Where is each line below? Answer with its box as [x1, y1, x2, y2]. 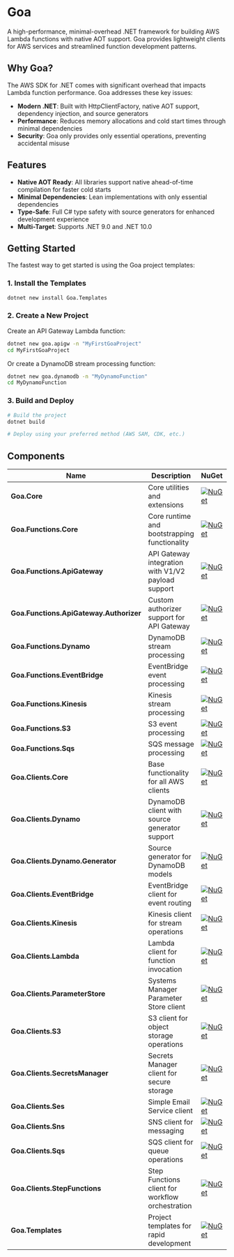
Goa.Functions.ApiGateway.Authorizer [10, 608, 141, 618]
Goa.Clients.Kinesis [10, 918, 78, 928]
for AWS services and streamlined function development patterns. [7, 42, 197, 50]
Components [7, 450, 65, 462]
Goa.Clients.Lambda [10, 951, 79, 961]
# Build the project [7, 411, 68, 419]
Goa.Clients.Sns [10, 1122, 65, 1131]
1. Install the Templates [7, 279, 87, 288]
